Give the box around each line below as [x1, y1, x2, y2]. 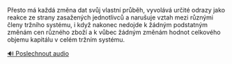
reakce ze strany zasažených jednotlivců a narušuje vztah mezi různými [7, 13, 214, 22]
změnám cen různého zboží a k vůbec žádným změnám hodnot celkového [7, 28, 221, 36]
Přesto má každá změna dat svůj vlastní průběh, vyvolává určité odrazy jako [7, 6, 225, 14]
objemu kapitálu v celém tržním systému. [7, 35, 125, 44]
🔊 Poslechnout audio [7, 49, 70, 58]
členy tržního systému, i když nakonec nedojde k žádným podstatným [7, 21, 208, 29]
